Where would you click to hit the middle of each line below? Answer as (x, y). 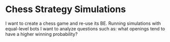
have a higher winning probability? (42, 34)
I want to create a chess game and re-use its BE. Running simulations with (83, 23)
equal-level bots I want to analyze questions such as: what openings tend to (85, 28)
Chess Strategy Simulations (66, 9)
